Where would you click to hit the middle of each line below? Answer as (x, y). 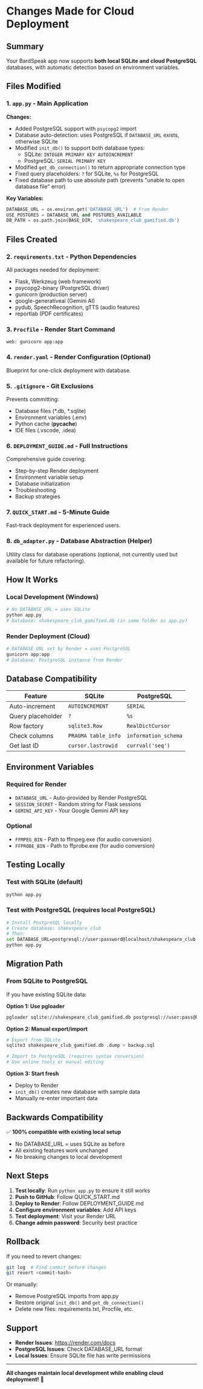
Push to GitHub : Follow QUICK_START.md (67, 1196)
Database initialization (43, 484)
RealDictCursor (148, 726)
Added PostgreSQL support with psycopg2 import (76, 128)
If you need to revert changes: (44, 1256)
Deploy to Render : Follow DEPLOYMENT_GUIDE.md (79, 1203)
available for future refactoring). (46, 561)
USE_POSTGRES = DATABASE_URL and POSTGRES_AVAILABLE (74, 215)
